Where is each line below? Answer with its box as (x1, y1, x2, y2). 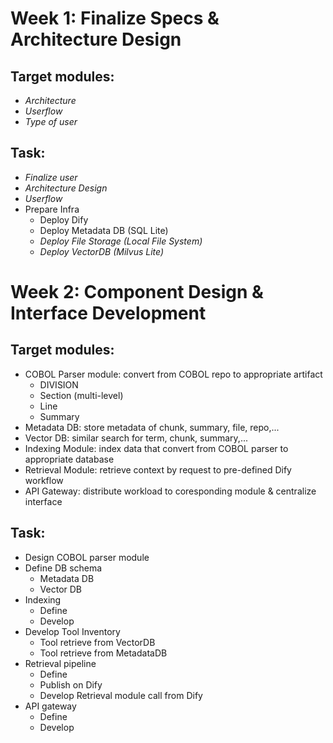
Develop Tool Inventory (24, 625, 121, 637)
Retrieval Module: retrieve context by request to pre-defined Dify (24, 463, 292, 476)
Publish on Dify (39, 678, 103, 691)
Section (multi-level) (39, 389, 124, 401)
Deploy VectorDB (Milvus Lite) (39, 245, 165, 257)
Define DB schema (24, 562, 103, 574)
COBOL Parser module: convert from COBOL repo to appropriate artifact (24, 368, 323, 380)
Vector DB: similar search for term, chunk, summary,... (24, 432, 248, 444)
